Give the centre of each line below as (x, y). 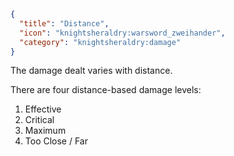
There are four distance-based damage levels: (106, 90)
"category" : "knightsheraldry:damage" (100, 42)
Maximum (45, 131)
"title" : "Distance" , (64, 23)
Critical (39, 120)
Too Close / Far (56, 141)
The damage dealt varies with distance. (91, 71)
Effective (43, 109)
